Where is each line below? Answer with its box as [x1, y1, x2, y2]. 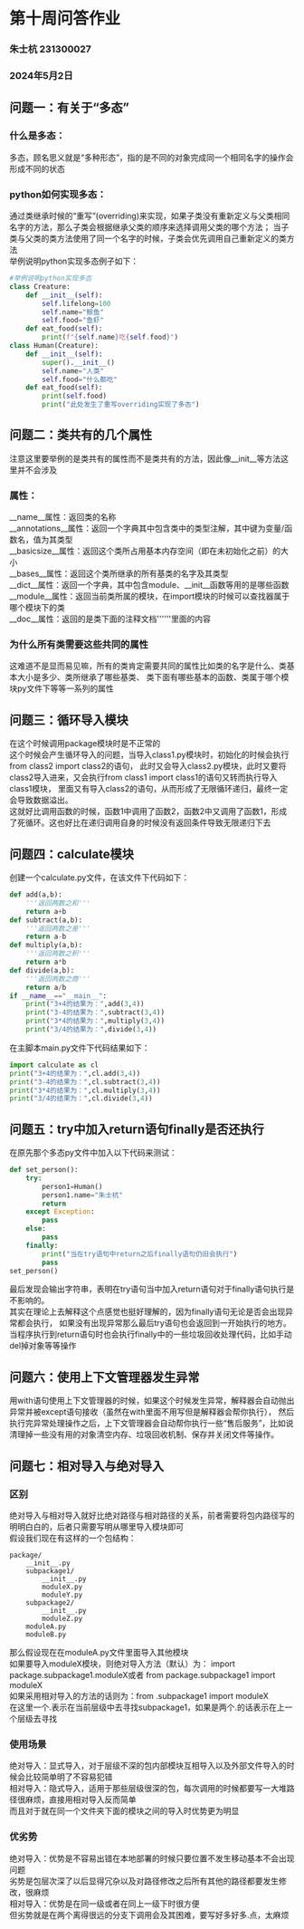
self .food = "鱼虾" [42, 316, 104, 325]
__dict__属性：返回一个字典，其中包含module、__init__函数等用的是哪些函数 [9, 580, 290, 590]
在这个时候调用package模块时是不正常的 [9, 738, 161, 749]
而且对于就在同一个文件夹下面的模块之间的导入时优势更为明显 [9, 1806, 240, 1817]
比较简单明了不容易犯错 [24, 1771, 113, 1782]
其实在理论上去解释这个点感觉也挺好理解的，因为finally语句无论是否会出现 [9, 1306, 286, 1318]
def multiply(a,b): [9, 941, 83, 950]
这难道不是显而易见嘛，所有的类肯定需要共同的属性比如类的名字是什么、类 [9, 660, 287, 671]
